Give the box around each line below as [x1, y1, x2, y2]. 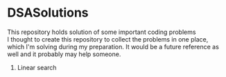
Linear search [17, 63, 57, 71]
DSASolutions [7, 5, 89, 21]
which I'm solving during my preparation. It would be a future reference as [7, 42, 220, 51]
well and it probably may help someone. [7, 50, 121, 58]
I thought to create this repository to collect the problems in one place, [7, 35, 209, 43]
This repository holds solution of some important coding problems [7, 28, 196, 36]
